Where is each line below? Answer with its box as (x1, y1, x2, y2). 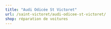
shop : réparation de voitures (5, 16, 68, 21)
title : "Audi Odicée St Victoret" (5, 7, 77, 12)
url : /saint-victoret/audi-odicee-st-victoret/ (5, 12, 106, 17)
